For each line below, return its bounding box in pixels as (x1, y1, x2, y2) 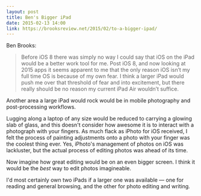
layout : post (6, 8, 39, 15)
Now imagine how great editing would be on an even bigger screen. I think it (6, 158, 196, 165)
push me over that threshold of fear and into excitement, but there (20, 79, 185, 86)
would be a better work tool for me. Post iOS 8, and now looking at (20, 60, 186, 67)
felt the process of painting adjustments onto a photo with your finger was (6, 134, 190, 141)
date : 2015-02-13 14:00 (6, 20, 66, 26)
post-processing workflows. (6, 103, 76, 111)
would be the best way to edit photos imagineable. (6, 165, 131, 172)
